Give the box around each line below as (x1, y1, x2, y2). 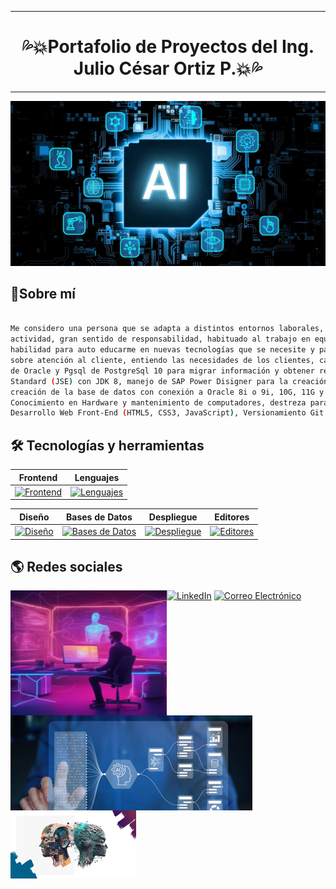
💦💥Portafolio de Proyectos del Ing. (21, 36, 315, 58)
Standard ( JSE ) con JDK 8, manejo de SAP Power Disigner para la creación (10, 376, 329, 386)
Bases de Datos (66, 511, 133, 523)
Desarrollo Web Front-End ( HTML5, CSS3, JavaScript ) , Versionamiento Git (10, 408, 325, 418)
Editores (214, 511, 250, 523)
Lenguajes (74, 471, 120, 483)
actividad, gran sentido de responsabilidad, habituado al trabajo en (10, 334, 311, 345)
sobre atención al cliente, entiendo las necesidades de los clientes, (10, 356, 315, 366)
